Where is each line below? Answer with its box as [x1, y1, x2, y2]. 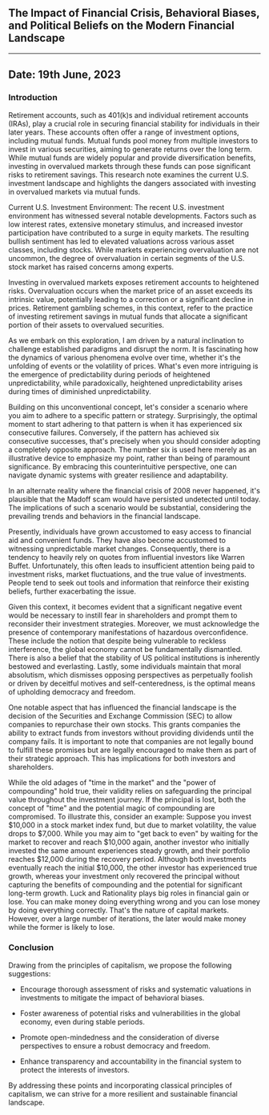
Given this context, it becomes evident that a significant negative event [8, 602, 243, 611]
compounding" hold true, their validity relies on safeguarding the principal [8, 786, 252, 795]
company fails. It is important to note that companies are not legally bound [8, 736, 254, 746]
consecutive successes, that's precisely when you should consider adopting [8, 436, 261, 445]
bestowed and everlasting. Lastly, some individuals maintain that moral [8, 661, 242, 671]
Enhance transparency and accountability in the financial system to [19, 1057, 242, 1066]
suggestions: [8, 968, 51, 978]
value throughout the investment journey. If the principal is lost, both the [8, 795, 247, 804]
